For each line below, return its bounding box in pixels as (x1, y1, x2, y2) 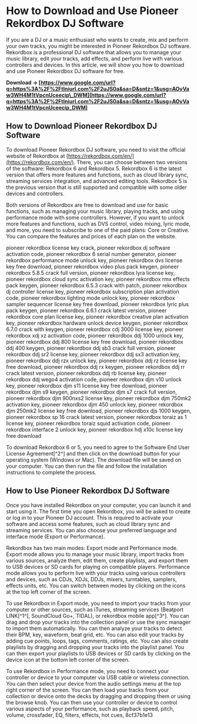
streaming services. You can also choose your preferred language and (6, 526, 177, 533)
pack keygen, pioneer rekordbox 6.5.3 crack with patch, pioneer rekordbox (6, 281, 187, 289)
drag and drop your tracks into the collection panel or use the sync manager (6, 618, 191, 625)
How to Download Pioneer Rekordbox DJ (6, 121, 158, 131)
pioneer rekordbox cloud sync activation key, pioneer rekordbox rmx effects (6, 276, 190, 283)
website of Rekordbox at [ (6, 152, 69, 159)
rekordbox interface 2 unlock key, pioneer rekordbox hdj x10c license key (6, 426, 183, 433)
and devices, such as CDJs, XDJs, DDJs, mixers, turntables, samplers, (6, 575, 177, 582)
